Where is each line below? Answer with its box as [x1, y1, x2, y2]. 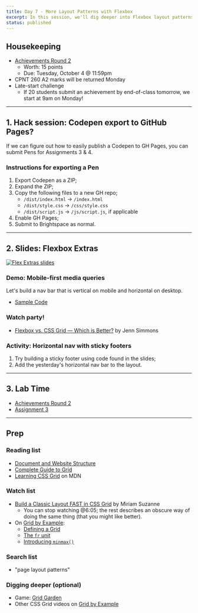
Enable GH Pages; [14, 214, 59, 221]
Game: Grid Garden [14, 594, 62, 601]
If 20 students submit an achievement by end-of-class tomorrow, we [23, 89, 190, 96]
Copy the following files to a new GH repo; [14, 190, 118, 197]
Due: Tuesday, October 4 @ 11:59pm [23, 70, 112, 77]
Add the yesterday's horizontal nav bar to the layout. [14, 361, 143, 368]
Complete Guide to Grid [14, 466, 72, 473]
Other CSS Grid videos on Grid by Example [14, 601, 119, 608]
